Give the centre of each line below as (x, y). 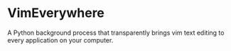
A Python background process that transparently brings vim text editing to (116, 33)
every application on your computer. (60, 40)
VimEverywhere (56, 13)
